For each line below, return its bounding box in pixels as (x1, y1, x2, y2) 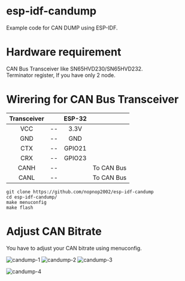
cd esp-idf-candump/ (6, 194, 58, 200)
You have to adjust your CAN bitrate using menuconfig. (6, 244, 142, 252)
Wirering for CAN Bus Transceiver (6, 93, 179, 107)
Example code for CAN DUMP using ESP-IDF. (6, 24, 118, 31)
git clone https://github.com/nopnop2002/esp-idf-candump (6, 188, 154, 195)
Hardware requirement (6, 45, 122, 59)
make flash (6, 205, 34, 211)
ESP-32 (63, 114, 87, 123)
